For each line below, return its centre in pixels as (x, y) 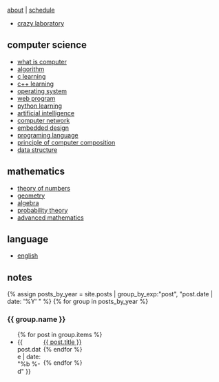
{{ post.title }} (62, 342)
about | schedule (31, 10)
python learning (40, 106)
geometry (31, 195)
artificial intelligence (45, 113)
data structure (37, 150)
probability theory (42, 210)
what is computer (42, 61)
